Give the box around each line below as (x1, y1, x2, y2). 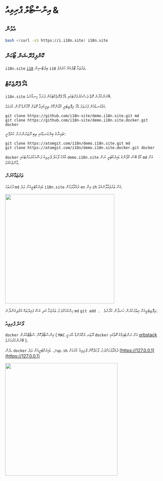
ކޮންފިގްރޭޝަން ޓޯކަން (5, 52, 44, 61)
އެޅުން (5, 25, 16, 33)
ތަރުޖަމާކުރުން (5, 172, 23, 179)
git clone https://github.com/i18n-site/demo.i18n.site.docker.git (5, 118, 149, 123)
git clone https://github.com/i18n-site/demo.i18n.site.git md (5, 113, 140, 118)
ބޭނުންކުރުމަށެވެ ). (5, 337, 28, 343)
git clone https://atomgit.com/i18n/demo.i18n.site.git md (5, 141, 131, 146)
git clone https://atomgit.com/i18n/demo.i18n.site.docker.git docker (5, 145, 155, 150)
